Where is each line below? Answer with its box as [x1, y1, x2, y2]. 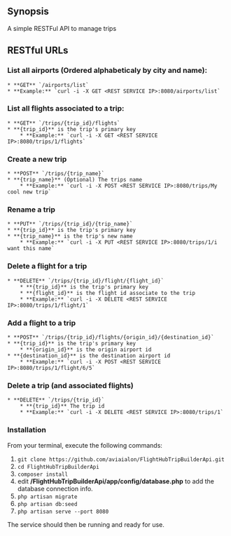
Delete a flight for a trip [7, 261, 87, 271]
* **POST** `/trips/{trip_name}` [7, 170, 105, 177]
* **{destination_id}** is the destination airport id [7, 352, 171, 359]
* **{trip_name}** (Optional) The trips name [7, 177, 142, 184]
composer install [17, 471, 69, 478]
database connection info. [17, 484, 93, 493]
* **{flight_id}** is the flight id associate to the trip [20, 289, 196, 296]
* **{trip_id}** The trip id [20, 403, 105, 410]
